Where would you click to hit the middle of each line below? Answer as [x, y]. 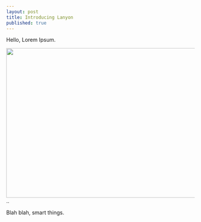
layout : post [22, 12]
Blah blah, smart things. [35, 212]
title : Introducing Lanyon [40, 17]
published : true [26, 23]
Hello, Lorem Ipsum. [31, 40]
